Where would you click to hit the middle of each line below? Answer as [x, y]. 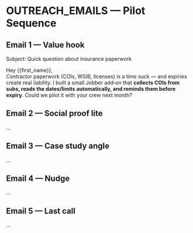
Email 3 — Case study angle [58, 146]
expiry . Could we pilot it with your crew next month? [69, 95]
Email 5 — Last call [41, 211]
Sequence [31, 23]
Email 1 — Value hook [45, 45]
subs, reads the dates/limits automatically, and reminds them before [91, 89]
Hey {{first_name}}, [30, 70]
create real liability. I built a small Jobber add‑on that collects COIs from [93, 83]
